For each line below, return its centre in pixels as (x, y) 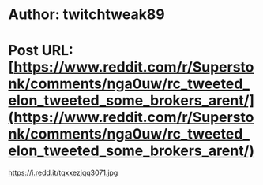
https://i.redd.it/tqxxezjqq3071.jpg (63, 173)
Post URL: (41, 51)
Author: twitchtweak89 (86, 15)
